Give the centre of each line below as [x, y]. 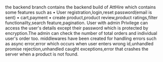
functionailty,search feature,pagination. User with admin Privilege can [77, 23]
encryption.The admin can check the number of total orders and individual [81, 33]
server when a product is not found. [42, 54]
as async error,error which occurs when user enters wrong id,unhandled [80, 44]
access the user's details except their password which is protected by [77, 28]
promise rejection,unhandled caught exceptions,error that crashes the [77, 49]
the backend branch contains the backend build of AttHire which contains [81, 7]
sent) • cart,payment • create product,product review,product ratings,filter [81, 17]
